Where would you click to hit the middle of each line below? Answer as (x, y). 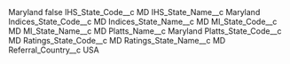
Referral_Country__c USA (54, 50)
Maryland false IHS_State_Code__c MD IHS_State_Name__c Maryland (134, 12)
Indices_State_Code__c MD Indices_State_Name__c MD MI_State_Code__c (143, 21)
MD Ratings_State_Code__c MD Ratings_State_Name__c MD (117, 40)
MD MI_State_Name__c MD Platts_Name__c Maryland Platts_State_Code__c (145, 31)
